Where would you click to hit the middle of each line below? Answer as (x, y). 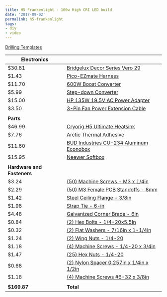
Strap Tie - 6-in (86, 206)
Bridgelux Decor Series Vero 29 (104, 68)
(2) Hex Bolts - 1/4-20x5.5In (101, 222)
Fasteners (20, 173)
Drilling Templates (24, 47)
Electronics (35, 59)
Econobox (79, 149)
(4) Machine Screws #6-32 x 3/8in (108, 277)
